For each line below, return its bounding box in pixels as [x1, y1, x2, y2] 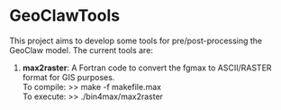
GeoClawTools [9, 5, 120, 26]
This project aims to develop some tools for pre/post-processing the [9, 35, 263, 46]
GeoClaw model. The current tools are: [9, 44, 153, 55]
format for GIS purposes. [22, 71, 115, 82]
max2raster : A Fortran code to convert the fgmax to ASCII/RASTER [22, 62, 272, 73]
